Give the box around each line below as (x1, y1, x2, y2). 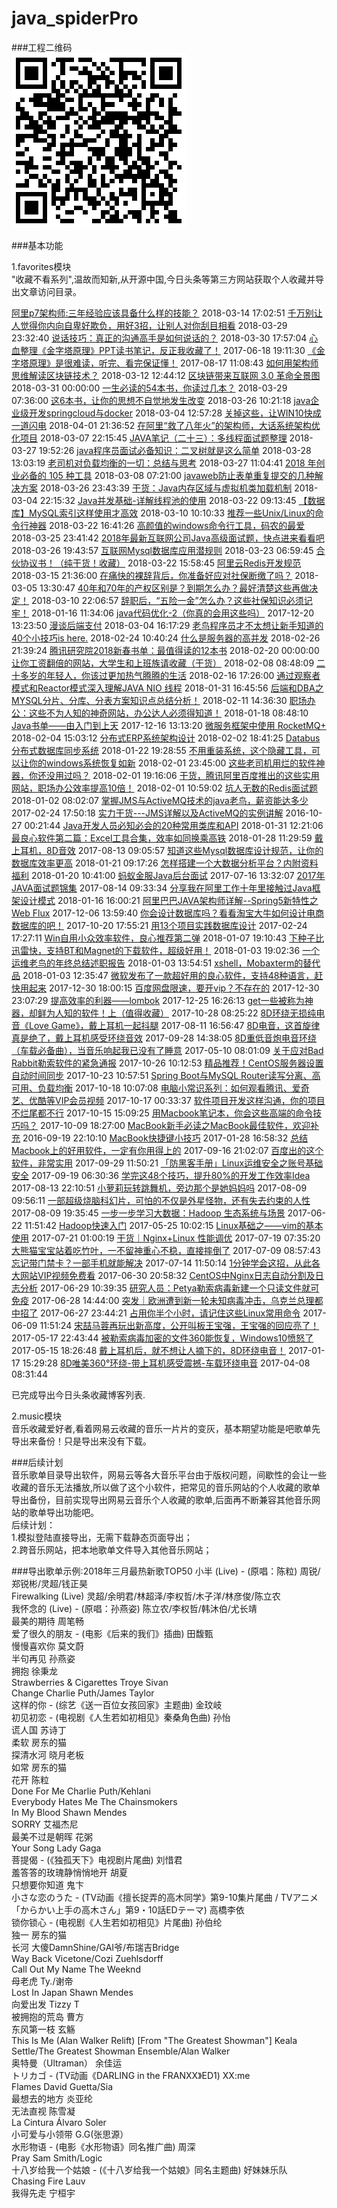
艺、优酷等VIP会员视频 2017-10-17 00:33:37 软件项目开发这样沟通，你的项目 (11, 1094, 326, 1106)
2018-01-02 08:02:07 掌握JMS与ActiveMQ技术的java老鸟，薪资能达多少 (11, 794, 309, 806)
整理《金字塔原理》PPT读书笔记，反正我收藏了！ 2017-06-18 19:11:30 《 (19, 344, 317, 356)
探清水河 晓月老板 (11, 1748, 84, 1761)
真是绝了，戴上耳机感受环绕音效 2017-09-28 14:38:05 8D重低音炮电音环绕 (11, 1032, 317, 1044)
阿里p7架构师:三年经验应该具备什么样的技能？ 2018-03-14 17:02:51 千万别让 (11, 307, 323, 319)
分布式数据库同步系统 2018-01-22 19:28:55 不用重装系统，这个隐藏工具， (11, 744, 312, 756)
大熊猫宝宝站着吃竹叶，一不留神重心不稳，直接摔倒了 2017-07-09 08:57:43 (11, 1244, 321, 1256)
